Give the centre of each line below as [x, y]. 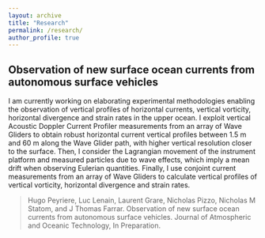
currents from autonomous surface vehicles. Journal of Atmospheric [139, 217]
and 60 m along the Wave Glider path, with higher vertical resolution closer [130, 143]
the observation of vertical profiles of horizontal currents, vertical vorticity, [130, 110]
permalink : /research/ [45, 30]
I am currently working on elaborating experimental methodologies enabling [132, 101]
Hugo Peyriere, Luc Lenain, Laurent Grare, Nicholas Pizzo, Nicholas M [141, 200]
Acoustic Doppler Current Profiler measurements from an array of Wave [125, 127]
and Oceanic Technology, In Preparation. [94, 225]
